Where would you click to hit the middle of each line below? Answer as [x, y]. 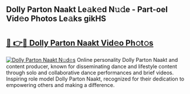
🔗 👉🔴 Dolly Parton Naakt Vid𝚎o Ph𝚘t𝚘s [80, 43]
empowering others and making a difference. [60, 85]
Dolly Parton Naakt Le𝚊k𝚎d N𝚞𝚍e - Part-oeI [87, 10]
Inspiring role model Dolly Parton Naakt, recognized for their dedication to [95, 79]
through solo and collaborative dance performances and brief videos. [90, 73]
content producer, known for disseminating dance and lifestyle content [91, 66]
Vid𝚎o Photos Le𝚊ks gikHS [56, 19]
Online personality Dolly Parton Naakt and [128, 60]
